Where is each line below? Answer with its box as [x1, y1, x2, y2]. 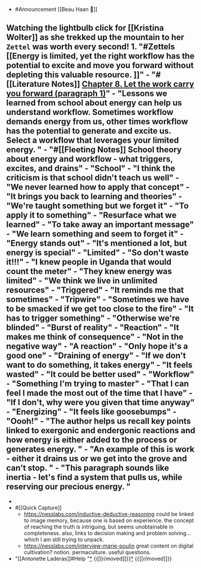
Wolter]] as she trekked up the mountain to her [6, 32, 185, 43]
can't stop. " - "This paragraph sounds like [6, 463, 169, 473]
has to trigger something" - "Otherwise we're [6, 313, 180, 324]
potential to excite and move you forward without [6, 61, 194, 71]
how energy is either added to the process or [6, 435, 177, 445]
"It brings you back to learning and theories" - [6, 192, 182, 202]
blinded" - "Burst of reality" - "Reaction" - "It [6, 322, 179, 333]
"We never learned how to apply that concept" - [6, 182, 190, 192]
